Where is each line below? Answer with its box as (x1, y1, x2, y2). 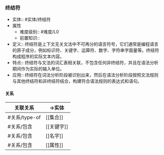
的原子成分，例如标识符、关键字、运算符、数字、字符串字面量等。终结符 (12, 47, 159, 53)
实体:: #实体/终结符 (12, 16, 51, 23)
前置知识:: (19, 35, 40, 41)
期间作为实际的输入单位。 (12, 66, 65, 72)
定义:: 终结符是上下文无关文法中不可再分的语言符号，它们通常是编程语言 (12, 41, 159, 47)
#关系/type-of (7, 114, 41, 120)
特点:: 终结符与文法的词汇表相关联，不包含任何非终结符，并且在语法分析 (12, 60, 159, 66)
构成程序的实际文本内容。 (12, 53, 65, 60)
